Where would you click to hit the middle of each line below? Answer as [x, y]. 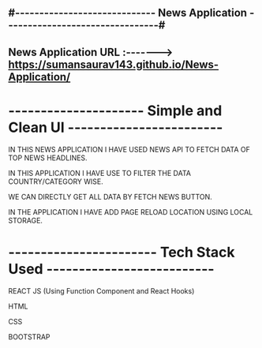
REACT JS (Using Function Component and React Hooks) [101, 290]
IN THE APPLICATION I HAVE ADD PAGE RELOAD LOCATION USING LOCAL [131, 211]
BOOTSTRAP [29, 337]
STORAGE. [26, 220]
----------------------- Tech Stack [122, 252]
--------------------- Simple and [115, 110]
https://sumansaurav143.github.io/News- [114, 64]
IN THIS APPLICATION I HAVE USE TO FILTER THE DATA [100, 173]
